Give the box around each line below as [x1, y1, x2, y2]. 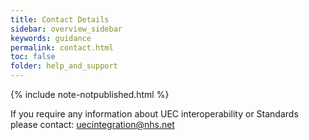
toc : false [10, 52, 56, 62]
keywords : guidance [10, 33, 92, 43]
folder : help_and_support [10, 61, 118, 71]
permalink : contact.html [10, 42, 114, 53]
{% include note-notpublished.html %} [10, 89, 170, 100]
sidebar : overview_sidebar [10, 24, 123, 34]
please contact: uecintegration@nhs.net [10, 119, 175, 130]
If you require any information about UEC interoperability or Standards [10, 108, 299, 120]
